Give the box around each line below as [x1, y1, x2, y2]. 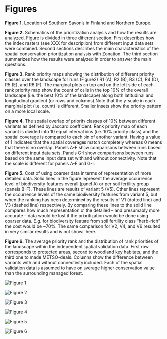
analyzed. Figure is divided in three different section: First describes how [5, 35, 155, 41]
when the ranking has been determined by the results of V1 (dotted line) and [5, 196, 161, 203]
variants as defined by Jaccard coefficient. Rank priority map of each [5, 123, 147, 129]
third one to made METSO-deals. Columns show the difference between [5, 254, 153, 260]
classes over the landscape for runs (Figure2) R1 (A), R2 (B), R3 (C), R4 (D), [5, 76, 160, 82]
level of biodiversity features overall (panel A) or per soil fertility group [5, 181, 149, 187]
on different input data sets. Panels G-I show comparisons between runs [5, 150, 154, 156]
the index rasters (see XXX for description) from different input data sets [5, 40, 154, 46]
